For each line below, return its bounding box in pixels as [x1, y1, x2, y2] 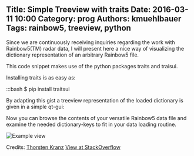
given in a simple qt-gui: [6, 103, 65, 110]
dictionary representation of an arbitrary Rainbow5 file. [6, 51, 139, 58]
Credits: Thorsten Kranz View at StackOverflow [6, 144, 121, 151]
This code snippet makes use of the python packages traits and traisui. [6, 62, 178, 69]
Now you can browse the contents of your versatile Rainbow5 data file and [6, 114, 187, 121]
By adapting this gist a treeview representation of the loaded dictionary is [6, 97, 184, 104]
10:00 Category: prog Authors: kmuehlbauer [14, 14, 182, 24]
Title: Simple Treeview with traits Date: [6, 5, 151, 15]
